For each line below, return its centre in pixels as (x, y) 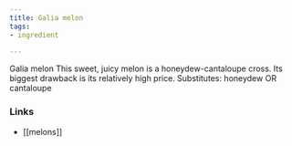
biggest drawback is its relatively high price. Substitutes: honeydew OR (143, 78)
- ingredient (34, 35)
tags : (20, 26)
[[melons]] (42, 131)
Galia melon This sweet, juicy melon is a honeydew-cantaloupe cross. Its (146, 68)
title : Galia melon (47, 18)
